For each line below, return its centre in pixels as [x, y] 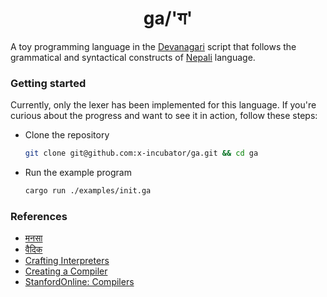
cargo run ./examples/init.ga [88, 191]
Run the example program [78, 173]
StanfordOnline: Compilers [79, 282]
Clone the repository [67, 135]
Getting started [48, 83]
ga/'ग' [168, 18]
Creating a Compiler [66, 271]
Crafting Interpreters [67, 261]
